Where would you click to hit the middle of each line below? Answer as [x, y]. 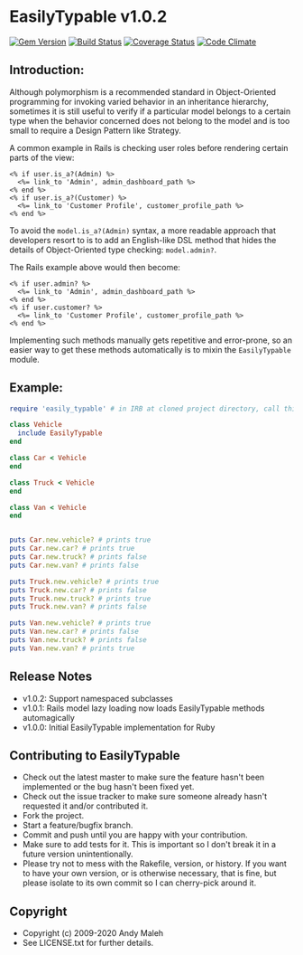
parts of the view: [42, 157]
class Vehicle [36, 425]
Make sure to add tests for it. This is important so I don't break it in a [149, 845]
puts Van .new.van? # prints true [72, 648]
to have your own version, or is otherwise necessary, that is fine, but [149, 874]
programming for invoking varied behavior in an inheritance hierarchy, [139, 101]
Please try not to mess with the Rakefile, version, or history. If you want [154, 864]
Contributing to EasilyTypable [95, 756]
